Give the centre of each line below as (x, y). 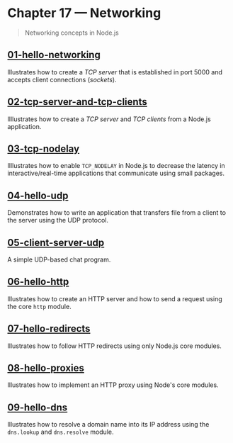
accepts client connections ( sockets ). (62, 79)
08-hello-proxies (46, 368)
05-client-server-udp (56, 242)
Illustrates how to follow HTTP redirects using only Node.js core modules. (114, 346)
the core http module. (40, 306)
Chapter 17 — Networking (84, 13)
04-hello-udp (38, 195)
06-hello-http (38, 282)
